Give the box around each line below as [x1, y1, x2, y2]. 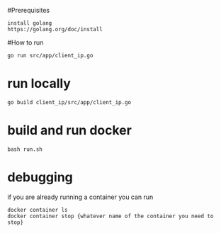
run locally [7, 76, 71, 91]
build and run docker [7, 123, 132, 139]
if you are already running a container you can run [7, 193, 154, 201]
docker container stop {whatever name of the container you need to [7, 212, 214, 220]
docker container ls [7, 206, 69, 213]
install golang [7, 20, 52, 27]
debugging [7, 169, 73, 186]
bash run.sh [7, 145, 42, 153]
